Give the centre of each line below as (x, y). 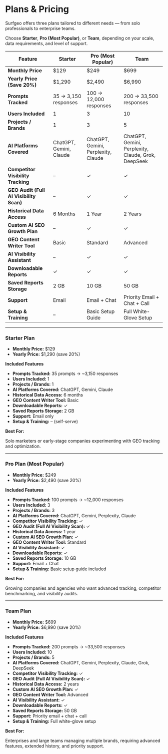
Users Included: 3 (31, 505)
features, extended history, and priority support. (55, 746)
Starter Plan (20, 338)
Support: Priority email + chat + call (49, 716)
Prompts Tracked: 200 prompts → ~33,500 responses (69, 646)
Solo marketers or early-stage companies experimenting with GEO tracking (82, 441)
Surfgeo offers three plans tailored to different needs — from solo (73, 23)
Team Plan (18, 611)
